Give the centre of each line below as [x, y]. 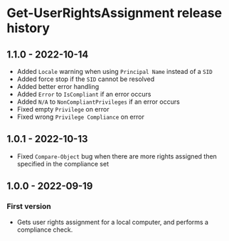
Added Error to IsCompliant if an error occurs [84, 94]
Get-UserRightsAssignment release [114, 13]
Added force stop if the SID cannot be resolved [86, 79]
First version [29, 206]
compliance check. [45, 230]
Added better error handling [58, 86]
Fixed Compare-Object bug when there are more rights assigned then [117, 156]
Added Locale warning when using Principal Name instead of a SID [114, 71]
